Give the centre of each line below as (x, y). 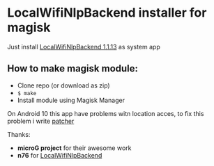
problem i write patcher (41, 121)
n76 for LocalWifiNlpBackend (60, 155)
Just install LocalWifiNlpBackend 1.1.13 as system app (84, 47)
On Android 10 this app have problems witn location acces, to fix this (106, 113)
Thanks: (19, 134)
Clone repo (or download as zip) (63, 85)
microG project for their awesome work (74, 148)
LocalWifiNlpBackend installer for (107, 13)
